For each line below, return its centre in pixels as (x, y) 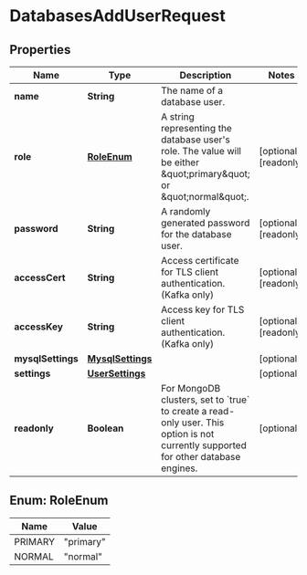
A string (178, 117)
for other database (201, 457)
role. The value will (201, 151)
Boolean (106, 428)
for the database (196, 234)
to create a (184, 411)
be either (180, 162)
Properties (40, 50)
